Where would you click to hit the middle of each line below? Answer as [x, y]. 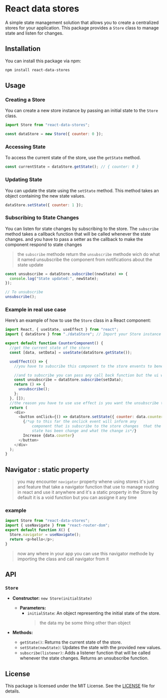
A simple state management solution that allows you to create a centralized [82, 22]
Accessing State [25, 147]
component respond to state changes [43, 244]
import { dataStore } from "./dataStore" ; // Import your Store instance [83, 334]
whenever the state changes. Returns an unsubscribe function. [84, 658]
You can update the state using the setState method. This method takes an [82, 191]
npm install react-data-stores [38, 70]
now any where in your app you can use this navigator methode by [85, 553]
